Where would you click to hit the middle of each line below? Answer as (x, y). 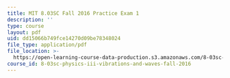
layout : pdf (24, 32)
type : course (26, 26)
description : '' (30, 20)
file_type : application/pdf (47, 45)
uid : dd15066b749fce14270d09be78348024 (64, 39)
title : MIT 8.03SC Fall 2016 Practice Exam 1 (73, 13)
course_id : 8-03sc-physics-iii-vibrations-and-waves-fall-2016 (99, 64)
